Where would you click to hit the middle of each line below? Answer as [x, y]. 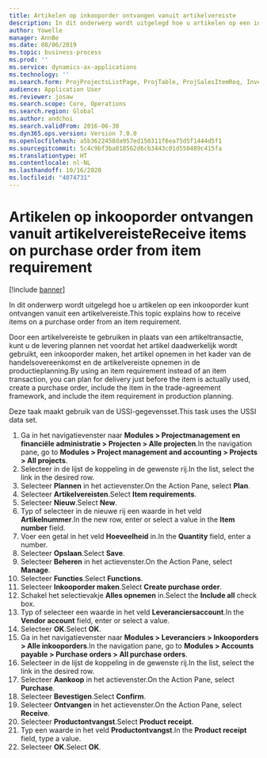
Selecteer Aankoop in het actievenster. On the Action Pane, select [127, 680]
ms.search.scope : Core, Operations [68, 104]
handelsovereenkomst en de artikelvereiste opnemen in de [105, 362]
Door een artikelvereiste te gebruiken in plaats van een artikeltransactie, [126, 337]
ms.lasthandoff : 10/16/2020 [55, 170]
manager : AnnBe [34, 38]
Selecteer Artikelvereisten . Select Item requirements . [109, 494]
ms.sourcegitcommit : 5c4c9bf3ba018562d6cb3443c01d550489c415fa [116, 148]
